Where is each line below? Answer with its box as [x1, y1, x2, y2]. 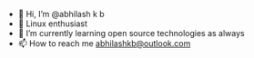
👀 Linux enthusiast [17, 18, 88, 29]
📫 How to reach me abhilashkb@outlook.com [17, 38, 191, 49]
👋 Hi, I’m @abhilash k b [17, 9, 105, 19]
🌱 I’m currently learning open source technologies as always [17, 28, 245, 38]
